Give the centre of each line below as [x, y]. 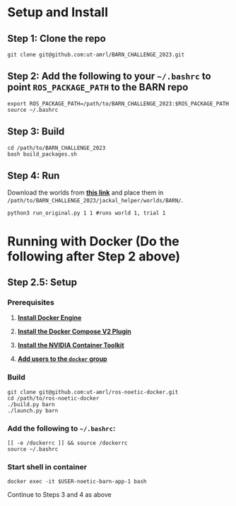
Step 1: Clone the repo [57, 39]
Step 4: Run [34, 176]
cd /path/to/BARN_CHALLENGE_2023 [57, 148]
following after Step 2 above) [94, 256]
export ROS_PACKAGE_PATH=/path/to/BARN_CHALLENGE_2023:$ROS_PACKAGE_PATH [118, 103]
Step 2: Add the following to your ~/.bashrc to [109, 76]
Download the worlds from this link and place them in [85, 192]
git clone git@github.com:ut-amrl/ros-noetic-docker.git [93, 392]
